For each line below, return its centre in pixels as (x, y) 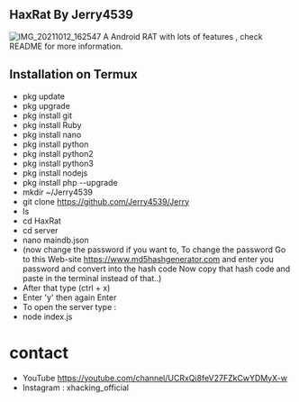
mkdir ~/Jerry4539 (57, 192)
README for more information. (66, 46)
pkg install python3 (58, 163)
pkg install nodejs (55, 173)
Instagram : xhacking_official (75, 388)
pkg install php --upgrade (70, 182)
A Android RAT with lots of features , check (183, 36)
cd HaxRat (41, 221)
